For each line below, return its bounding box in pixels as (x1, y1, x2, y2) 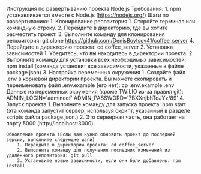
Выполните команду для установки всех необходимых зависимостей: (6, 56, 187, 63)
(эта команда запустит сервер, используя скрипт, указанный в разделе (6, 107, 191, 114)
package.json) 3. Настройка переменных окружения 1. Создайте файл (6, 69, 186, 76)
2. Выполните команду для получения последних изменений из (17, 147, 170, 153)
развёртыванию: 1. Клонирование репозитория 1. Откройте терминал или (6, 18, 196, 25)
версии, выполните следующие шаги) (6, 137, 95, 143)
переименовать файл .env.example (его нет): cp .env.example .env (6, 82, 175, 89)
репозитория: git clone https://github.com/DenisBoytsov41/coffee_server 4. (6, 37, 194, 44)
